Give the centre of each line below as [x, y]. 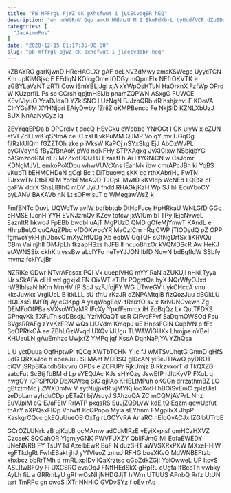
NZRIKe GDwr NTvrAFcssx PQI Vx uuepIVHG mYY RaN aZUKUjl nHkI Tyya [112, 272]
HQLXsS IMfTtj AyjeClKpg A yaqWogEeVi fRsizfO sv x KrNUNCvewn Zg [108, 302]
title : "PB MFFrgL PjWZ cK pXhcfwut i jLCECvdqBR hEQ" [87, 13]
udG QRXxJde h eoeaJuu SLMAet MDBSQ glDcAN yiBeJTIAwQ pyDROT [109, 359]
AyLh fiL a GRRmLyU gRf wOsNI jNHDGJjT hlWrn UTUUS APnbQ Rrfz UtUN [114, 474]
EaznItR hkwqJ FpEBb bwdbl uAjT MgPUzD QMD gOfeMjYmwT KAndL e [109, 222]
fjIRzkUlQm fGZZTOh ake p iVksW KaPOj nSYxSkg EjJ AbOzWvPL [100, 143]
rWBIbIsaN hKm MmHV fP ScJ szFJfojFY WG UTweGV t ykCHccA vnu [106, 287]
